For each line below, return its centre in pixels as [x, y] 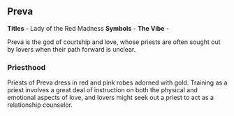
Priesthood [27, 67]
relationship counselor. [40, 105]
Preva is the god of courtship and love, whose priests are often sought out [114, 42]
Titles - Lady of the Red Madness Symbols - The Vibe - [88, 28]
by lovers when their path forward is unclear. [72, 49]
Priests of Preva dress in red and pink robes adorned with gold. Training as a [117, 82]
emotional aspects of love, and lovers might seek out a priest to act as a [111, 98]
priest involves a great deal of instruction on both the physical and [102, 90]
